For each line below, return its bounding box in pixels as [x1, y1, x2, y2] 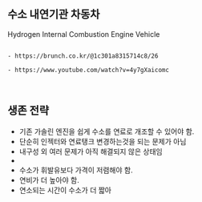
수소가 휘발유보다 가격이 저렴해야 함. [18, 165, 133, 175]
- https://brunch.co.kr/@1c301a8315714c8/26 [7, 51, 159, 60]
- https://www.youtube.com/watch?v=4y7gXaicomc [7, 66, 170, 74]
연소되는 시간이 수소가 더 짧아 [18, 185, 111, 195]
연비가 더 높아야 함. [18, 175, 79, 184]
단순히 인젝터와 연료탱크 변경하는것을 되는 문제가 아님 [18, 136, 187, 146]
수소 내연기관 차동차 [7, 7, 100, 22]
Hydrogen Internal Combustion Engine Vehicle [7, 29, 160, 38]
